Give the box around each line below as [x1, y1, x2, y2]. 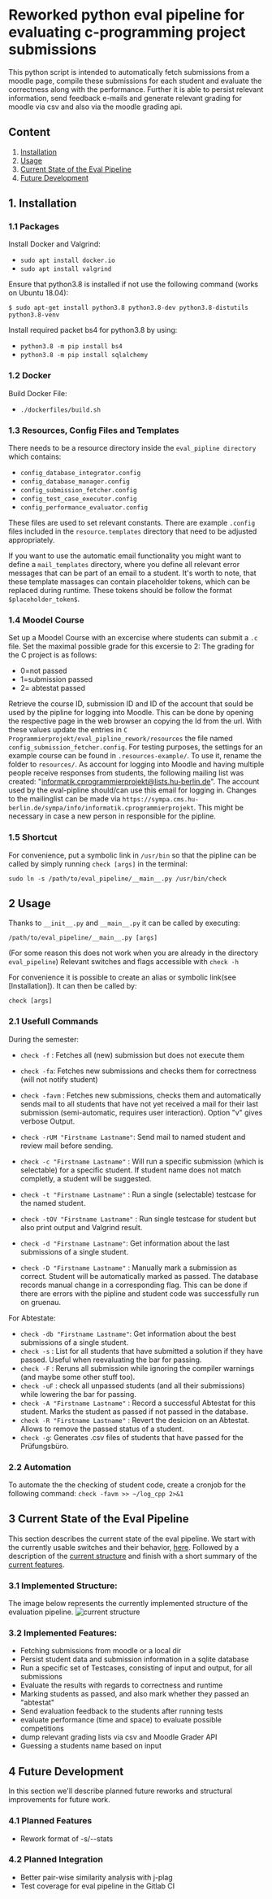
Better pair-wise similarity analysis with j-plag [19, 1872, 173, 1882]
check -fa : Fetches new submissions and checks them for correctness [19, 1066, 257, 1076]
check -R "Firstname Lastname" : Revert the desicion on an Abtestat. [19, 1415, 250, 1425]
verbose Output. [19, 1116, 76, 1126]
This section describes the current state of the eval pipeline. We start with [8, 1534, 256, 1543]
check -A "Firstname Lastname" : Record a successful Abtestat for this [19, 1398, 256, 1408]
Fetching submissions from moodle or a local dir [19, 1646, 182, 1656]
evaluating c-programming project [8, 23, 246, 41]
